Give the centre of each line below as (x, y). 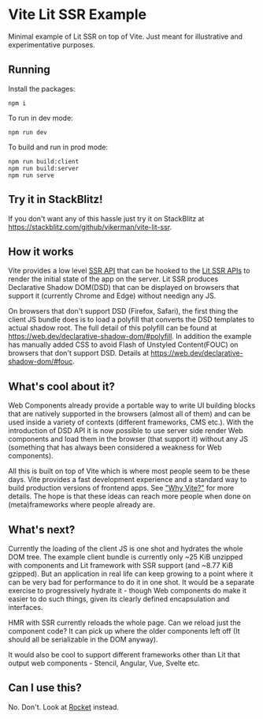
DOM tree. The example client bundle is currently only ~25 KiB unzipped (126, 557)
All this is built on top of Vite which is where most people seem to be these (129, 471)
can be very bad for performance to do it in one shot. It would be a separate (131, 582)
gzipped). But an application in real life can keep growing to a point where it (131, 574)
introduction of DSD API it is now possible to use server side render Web (126, 431)
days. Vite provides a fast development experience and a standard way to (128, 480)
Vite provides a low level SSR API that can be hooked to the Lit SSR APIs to (129, 271)
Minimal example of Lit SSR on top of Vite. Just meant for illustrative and (125, 36)
